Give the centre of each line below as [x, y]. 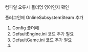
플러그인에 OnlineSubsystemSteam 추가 [44, 17]
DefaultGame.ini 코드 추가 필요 [42, 40]
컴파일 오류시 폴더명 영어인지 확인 [37, 7]
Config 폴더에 [25, 28]
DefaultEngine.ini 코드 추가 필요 [43, 34]
